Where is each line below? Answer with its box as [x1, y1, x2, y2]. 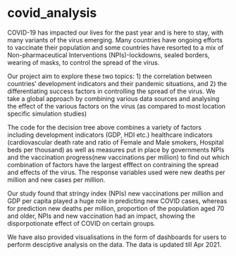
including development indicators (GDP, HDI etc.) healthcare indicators [7, 130, 213, 139]
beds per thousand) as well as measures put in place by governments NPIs [7, 145, 225, 154]
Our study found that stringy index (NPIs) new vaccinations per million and [7, 189, 224, 197]
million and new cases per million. [7, 175, 106, 184]
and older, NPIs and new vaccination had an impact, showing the [7, 212, 196, 220]
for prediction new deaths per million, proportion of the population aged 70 [7, 204, 225, 212]
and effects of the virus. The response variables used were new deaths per [7, 168, 225, 176]
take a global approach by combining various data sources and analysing [7, 94, 220, 103]
